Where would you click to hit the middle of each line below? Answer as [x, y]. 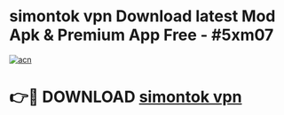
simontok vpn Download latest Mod [142, 16]
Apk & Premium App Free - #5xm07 [142, 35]
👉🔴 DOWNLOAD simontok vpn [126, 97]
